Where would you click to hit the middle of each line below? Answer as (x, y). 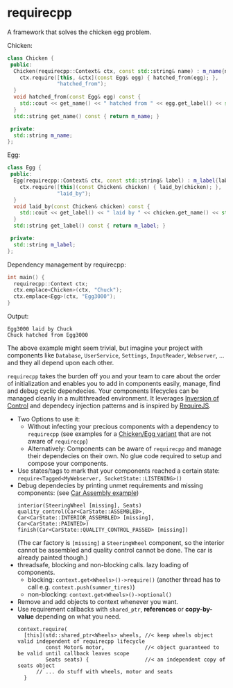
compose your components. (68, 464)
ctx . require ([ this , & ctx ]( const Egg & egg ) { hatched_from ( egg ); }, (119, 78)
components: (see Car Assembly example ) (78, 493)
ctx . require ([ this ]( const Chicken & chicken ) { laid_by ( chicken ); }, (121, 187)
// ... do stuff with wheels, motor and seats (104, 672)
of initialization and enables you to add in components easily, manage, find (114, 384)
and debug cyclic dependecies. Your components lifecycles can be (103, 391)
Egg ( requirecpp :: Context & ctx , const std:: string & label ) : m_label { (116, 181)
